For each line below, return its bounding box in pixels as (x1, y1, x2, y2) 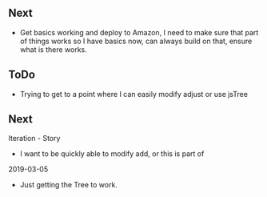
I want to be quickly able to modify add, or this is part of (19, 149, 205, 159)
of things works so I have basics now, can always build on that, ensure (19, 36, 253, 46)
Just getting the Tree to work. (19, 180, 118, 190)
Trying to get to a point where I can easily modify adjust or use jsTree (19, 89, 248, 98)
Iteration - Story (8, 134, 61, 143)
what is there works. (19, 44, 87, 54)
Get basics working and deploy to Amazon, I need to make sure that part (19, 27, 259, 37)
